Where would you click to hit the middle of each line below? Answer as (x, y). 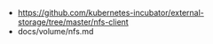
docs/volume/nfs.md (55, 31)
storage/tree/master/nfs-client (73, 22)
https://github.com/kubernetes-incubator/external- (110, 13)
